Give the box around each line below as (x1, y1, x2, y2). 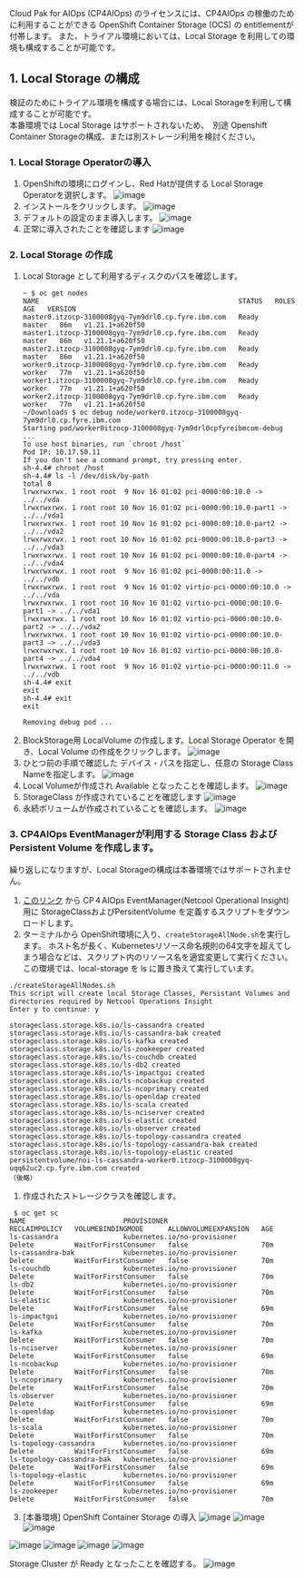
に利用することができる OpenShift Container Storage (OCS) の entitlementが (9, 19, 295, 30)
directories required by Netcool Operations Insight (9, 997, 213, 1006)
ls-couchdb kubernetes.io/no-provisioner (9, 1264, 238, 1273)
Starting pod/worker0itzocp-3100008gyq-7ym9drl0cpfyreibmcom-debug (22, 424, 283, 433)
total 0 (22, 479, 52, 488)
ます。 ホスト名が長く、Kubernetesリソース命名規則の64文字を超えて (22, 940, 284, 951)
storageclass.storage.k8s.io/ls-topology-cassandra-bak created (9, 1139, 258, 1149)
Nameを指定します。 (22, 769, 101, 780)
